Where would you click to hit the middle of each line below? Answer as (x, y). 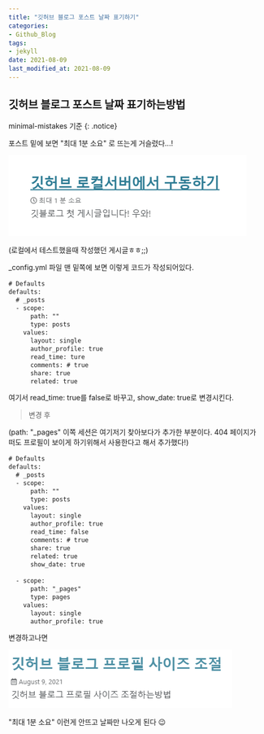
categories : (28, 26)
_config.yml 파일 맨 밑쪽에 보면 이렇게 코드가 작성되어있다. (101, 267)
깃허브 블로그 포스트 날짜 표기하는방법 (97, 105)
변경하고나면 (28, 637)
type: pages (50, 597)
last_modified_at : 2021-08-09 (60, 69)
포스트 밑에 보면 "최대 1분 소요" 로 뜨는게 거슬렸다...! (91, 143)
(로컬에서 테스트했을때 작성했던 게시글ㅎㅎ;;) (78, 250)
